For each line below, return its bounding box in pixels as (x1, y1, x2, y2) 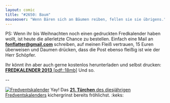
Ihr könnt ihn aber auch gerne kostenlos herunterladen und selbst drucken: (5, 62, 161, 68)
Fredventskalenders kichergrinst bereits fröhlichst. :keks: (5, 92, 124, 98)
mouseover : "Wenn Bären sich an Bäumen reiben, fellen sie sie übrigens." (5, 17, 166, 22)
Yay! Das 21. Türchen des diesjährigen (50, 87, 131, 93)
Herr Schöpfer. (5, 52, 36, 58)
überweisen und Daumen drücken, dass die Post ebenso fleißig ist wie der (5, 46, 160, 53)
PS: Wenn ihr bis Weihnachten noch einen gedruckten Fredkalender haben (5, 31, 161, 37)
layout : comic (5, 7, 35, 13)
